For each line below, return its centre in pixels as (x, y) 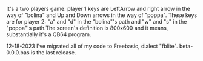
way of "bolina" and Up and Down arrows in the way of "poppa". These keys (102, 15)
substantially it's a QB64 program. (49, 34)
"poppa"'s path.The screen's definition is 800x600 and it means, (87, 28)
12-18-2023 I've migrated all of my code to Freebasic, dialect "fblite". (92, 46)
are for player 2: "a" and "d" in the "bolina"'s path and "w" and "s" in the (97, 21)
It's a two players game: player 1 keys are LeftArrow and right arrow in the (98, 9)
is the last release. (53, 53)
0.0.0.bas (18, 53)
